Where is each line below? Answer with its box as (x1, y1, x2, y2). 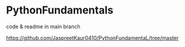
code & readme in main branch (6, 23, 80, 30)
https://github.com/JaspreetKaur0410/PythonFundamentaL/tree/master (6, 34, 179, 41)
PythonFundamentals (6, 4, 113, 17)
